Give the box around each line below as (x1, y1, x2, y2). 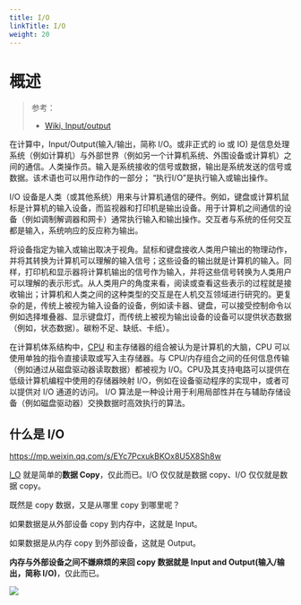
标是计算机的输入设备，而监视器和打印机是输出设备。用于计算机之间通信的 (9, 203, 284, 213)
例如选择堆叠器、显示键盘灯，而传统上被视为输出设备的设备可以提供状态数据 (9, 311, 292, 323)
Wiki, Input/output (44, 120, 112, 131)
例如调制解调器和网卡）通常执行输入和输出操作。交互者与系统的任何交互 (24, 214, 292, 225)
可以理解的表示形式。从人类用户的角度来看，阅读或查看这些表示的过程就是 (9, 278, 284, 289)
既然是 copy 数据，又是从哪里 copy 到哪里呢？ (9, 499, 181, 511)
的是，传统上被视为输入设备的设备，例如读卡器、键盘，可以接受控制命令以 (16, 300, 292, 311)
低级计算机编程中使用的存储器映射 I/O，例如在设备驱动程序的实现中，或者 (9, 376, 282, 386)
